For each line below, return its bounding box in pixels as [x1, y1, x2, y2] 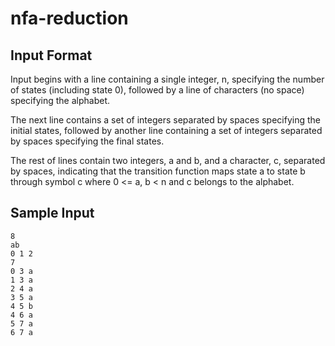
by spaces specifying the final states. [10, 135, 165, 147]
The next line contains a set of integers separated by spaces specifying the [10, 114, 321, 126]
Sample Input [10, 205, 95, 222]
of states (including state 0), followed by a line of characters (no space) [10, 84, 305, 96]
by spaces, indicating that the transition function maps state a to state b [10, 165, 306, 177]
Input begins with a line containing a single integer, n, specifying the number [10, 73, 325, 85]
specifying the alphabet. [10, 95, 111, 106]
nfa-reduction [10, 7, 129, 30]
